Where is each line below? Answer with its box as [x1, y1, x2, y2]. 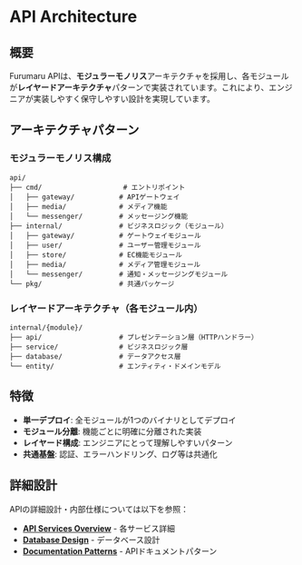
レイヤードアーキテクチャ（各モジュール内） [9, 302, 203, 314]
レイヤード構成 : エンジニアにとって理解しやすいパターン [22, 437, 233, 448]
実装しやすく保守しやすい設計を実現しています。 [33, 94, 215, 104]
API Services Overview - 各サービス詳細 [22, 522, 175, 533]
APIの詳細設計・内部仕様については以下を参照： [9, 503, 189, 514]
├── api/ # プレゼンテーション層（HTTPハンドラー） [9, 332, 258, 342]
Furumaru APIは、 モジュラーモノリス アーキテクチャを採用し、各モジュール [9, 71, 289, 81]
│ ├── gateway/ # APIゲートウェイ [9, 193, 180, 202]
